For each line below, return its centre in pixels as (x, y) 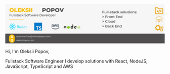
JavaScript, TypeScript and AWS (39, 66)
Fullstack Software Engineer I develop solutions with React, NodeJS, (76, 61)
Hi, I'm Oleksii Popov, (27, 51)
